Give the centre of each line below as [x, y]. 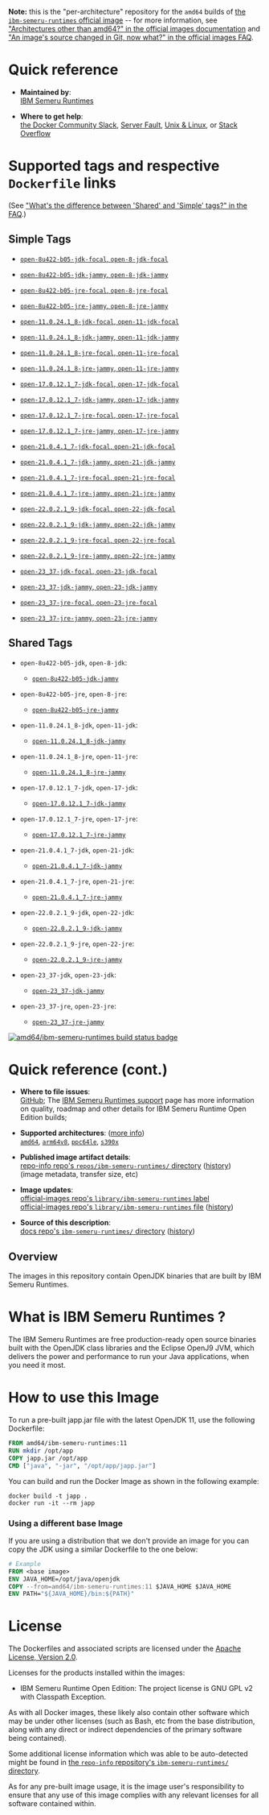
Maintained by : [45, 92]
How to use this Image [84, 1398]
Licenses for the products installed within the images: [97, 1673]
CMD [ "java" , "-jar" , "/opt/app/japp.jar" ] [82, 1465]
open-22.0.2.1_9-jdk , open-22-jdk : [77, 912]
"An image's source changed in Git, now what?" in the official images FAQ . [131, 37]
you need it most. [37, 1365]
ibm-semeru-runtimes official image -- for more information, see [113, 20]
